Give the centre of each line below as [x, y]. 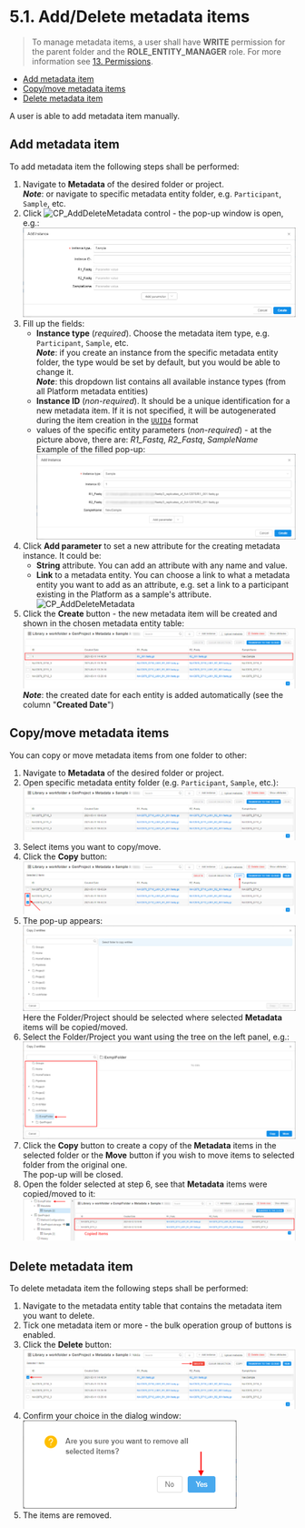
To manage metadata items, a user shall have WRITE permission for [158, 42]
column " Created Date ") [68, 704]
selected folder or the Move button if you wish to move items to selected [158, 1155]
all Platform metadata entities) [92, 391]
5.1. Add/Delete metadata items [130, 17]
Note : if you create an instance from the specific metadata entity [157, 353]
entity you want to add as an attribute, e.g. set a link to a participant [162, 585]
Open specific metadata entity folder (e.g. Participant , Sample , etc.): [150, 782]
